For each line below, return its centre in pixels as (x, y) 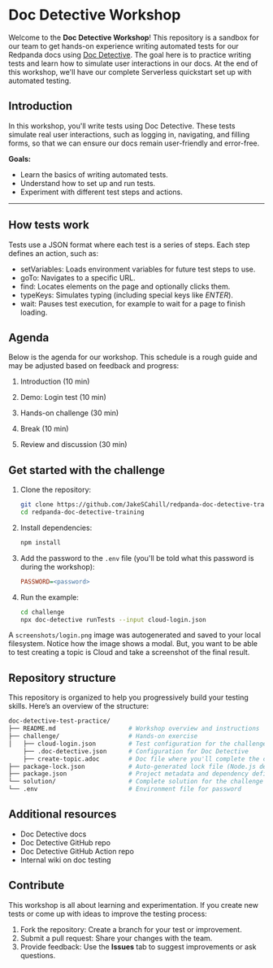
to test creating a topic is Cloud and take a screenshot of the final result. (129, 653)
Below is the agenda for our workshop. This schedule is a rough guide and (133, 357)
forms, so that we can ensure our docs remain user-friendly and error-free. (134, 143)
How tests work (49, 225)
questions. (38, 955)
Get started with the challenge (87, 470)
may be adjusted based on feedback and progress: (94, 366)
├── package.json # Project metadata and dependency (129, 774)
